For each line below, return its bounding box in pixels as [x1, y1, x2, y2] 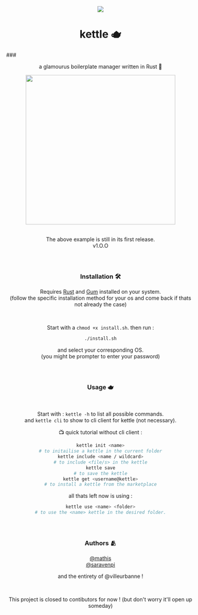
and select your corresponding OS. [57, 346, 144, 354]
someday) [88, 602, 113, 610]
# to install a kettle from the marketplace [44, 482, 157, 488]
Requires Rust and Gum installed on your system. [39, 288, 162, 296]
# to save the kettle [74, 470, 127, 476]
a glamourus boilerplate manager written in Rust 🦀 [38, 63, 163, 70]
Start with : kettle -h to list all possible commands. [37, 410, 164, 418]
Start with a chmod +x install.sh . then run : [47, 324, 154, 331]
